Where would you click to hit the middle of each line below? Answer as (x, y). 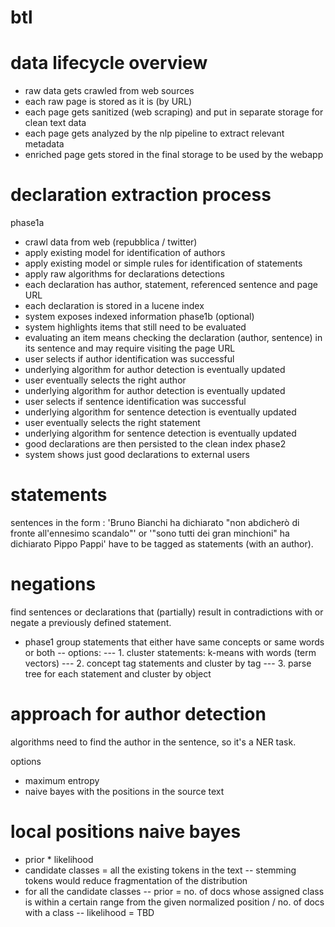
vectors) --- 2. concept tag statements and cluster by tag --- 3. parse (168, 663)
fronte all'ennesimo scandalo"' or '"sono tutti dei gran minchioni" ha (150, 533)
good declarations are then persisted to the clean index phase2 (155, 444)
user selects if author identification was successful (129, 359)
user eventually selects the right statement (112, 423)
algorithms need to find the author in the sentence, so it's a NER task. (153, 742)
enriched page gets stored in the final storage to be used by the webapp (174, 155)
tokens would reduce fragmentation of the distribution (136, 880)
